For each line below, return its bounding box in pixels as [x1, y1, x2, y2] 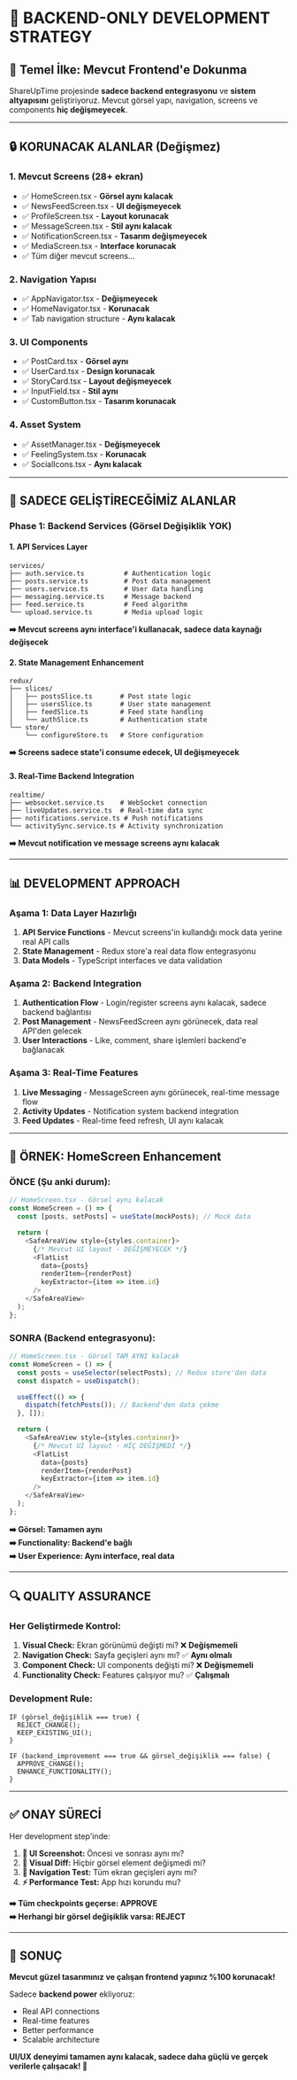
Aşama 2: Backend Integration [9, 978, 142, 990]
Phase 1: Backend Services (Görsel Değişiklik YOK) [9, 519, 232, 532]
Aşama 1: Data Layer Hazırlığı [9, 907, 137, 919]
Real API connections [21, 2006, 100, 2017]
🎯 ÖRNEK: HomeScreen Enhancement [9, 1149, 222, 1165]
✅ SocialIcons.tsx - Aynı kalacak [21, 458, 142, 469]
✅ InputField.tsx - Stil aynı [21, 386, 118, 397]
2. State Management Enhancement [9, 657, 144, 667]
